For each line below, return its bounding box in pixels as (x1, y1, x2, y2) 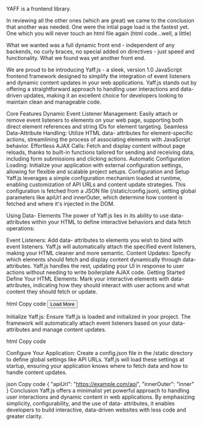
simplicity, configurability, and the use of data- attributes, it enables (6, 400, 175, 407)
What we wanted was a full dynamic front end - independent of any (6, 42, 175, 48)
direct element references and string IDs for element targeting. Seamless (6, 123, 188, 130)
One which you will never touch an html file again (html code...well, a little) (6, 30, 192, 37)
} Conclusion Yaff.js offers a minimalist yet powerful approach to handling (6, 387, 190, 394)
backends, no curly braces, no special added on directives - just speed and (6, 48, 195, 55)
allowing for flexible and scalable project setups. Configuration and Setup (6, 168, 190, 175)
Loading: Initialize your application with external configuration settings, (6, 162, 183, 168)
